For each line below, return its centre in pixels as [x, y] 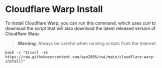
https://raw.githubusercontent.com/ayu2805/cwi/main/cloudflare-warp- [80, 57]
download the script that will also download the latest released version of [80, 28]
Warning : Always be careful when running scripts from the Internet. [87, 43]
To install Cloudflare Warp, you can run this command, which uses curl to [80, 23]
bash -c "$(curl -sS [27, 52]
